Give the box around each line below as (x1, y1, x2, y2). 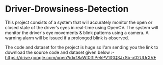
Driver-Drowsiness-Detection (5, 3, 129, 15)
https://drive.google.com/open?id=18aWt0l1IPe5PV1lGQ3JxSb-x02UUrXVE (5, 54, 157, 60)
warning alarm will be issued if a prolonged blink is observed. (5, 35, 129, 41)
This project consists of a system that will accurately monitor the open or (5, 19, 153, 25)
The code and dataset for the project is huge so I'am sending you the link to (5, 44, 159, 50)
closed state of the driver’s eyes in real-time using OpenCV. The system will (5, 24, 158, 30)
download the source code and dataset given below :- (5, 49, 114, 55)
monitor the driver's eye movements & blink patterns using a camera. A (5, 30, 149, 35)
